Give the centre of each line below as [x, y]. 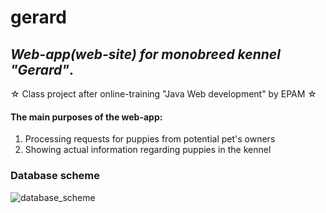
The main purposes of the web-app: [86, 117]
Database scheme [55, 176]
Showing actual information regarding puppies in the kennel [148, 150]
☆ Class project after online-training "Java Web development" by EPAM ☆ [163, 94]
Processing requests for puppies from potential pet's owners [150, 139]
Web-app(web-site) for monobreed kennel [145, 54]
